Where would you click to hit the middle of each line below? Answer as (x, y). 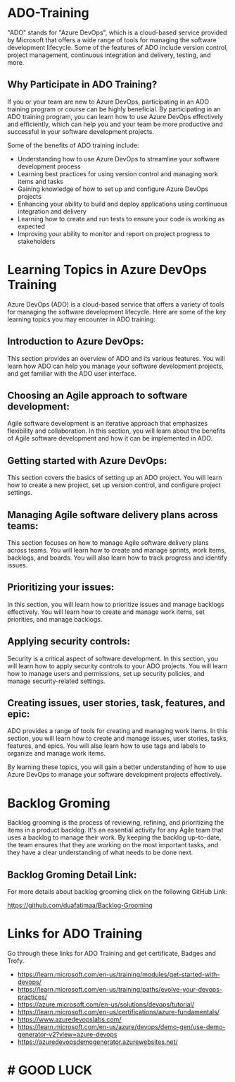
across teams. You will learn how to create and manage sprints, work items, (117, 550)
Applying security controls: (69, 642)
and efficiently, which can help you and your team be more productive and (115, 124)
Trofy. (16, 961)
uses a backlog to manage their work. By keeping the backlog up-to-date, (114, 837)
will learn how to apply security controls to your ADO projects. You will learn (118, 666)
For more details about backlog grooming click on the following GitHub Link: (118, 892)
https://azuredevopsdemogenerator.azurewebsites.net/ (97, 1042)
